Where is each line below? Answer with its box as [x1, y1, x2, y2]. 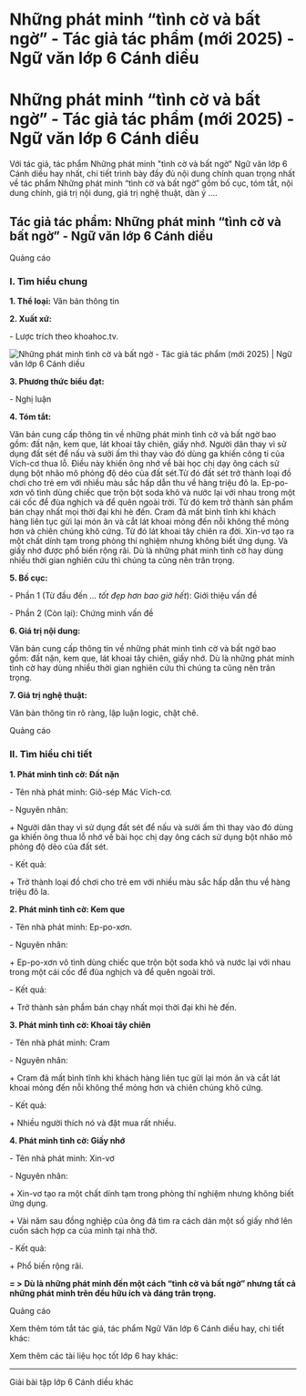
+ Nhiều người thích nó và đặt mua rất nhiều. [9, 1117, 177, 1128]
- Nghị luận [9, 394, 52, 405]
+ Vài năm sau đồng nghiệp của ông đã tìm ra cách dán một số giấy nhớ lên [9, 1215, 293, 1226]
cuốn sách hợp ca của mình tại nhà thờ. [9, 1225, 158, 1236]
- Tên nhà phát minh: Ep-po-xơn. [9, 921, 132, 932]
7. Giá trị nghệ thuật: [9, 690, 88, 701]
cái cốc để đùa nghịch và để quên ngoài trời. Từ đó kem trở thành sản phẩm [9, 497, 293, 508]
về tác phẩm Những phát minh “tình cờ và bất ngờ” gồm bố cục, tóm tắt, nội [9, 178, 293, 189]
